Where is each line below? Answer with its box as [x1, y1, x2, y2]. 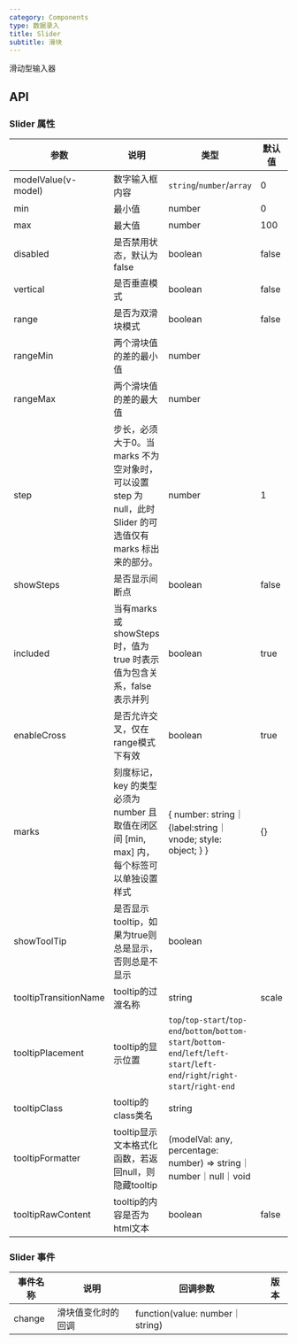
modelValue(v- [13, 174, 78, 186]
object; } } [168, 844, 209, 856]
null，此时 [113, 502, 156, 514]
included [13, 647, 50, 660]
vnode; [168, 833, 197, 846]
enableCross [13, 729, 66, 741]
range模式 [113, 736, 156, 748]
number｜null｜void [168, 1170, 251, 1182]
